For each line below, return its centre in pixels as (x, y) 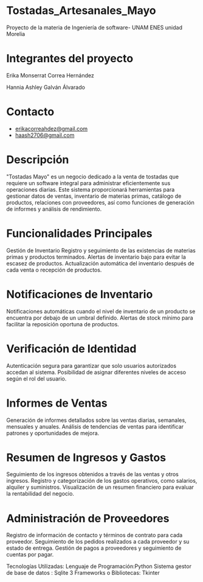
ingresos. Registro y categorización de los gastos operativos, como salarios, (102, 481)
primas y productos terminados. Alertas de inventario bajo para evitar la (96, 257)
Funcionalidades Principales (79, 233)
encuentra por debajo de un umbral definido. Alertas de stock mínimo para (100, 318)
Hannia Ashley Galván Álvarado (46, 87)
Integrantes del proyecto (70, 59)
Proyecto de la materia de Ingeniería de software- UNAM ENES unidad (94, 27)
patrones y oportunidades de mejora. (53, 433)
